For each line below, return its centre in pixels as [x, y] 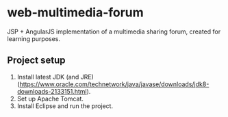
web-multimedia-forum [75, 13]
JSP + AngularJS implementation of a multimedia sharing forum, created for [114, 31]
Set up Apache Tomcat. [50, 99]
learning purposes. [34, 38]
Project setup [37, 61]
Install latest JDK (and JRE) [55, 77]
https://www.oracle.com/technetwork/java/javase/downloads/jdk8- [114, 84]
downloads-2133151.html [52, 91]
